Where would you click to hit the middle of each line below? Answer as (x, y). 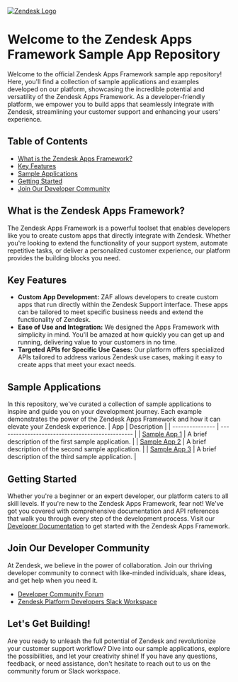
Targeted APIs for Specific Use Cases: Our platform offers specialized (121, 349)
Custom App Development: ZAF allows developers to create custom (118, 297)
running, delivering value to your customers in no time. (97, 342)
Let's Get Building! (49, 624)
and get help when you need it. (52, 580)
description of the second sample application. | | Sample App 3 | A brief (112, 449)
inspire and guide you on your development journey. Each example (104, 412)
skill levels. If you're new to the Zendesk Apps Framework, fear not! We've (116, 503)
